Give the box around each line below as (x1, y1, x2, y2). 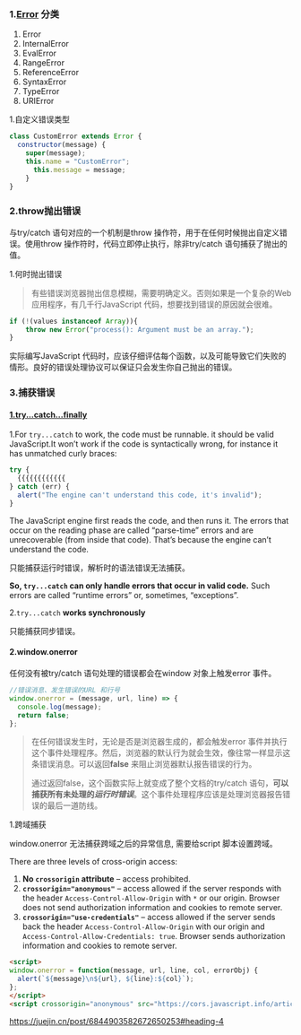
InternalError (21, 39, 70, 49)
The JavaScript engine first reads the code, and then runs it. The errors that (9, 515, 289, 526)
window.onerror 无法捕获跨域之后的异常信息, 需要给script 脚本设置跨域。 (9, 839, 278, 849)
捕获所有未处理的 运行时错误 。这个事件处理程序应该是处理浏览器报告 (30, 789, 283, 800)
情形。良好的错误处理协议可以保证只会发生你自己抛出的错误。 (9, 361, 237, 373)
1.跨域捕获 (9, 819, 47, 831)
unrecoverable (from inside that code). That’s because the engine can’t (9, 534, 271, 544)
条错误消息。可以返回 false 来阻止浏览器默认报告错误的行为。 (30, 759, 257, 770)
